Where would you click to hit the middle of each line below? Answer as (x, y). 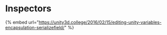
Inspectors (29, 9)
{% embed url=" (22, 22)
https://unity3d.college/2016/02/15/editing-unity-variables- (100, 22)
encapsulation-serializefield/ (35, 27)
